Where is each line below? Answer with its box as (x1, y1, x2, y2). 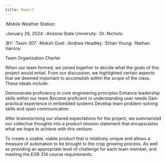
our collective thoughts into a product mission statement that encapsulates (5, 120, 158, 126)
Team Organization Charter (5, 55, 61, 61)
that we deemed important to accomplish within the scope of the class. (5, 75, 151, 81)
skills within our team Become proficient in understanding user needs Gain (5, 95, 158, 101)
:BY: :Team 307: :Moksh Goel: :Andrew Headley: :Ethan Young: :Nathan (5, 40, 150, 46)
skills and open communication (5, 106, 69, 111)
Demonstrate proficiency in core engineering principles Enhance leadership (5, 90, 160, 96)
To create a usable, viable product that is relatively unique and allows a (5, 135, 151, 141)
